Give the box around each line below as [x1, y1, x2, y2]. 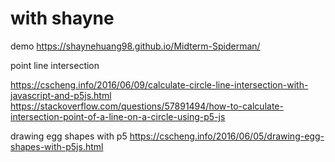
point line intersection [10, 59, 100, 71]
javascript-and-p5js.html [10, 89, 112, 101]
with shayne [10, 7, 115, 30]
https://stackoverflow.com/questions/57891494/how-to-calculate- [10, 100, 284, 112]
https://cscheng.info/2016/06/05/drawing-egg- [129, 130, 325, 142]
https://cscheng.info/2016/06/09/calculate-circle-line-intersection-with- [10, 78, 309, 91]
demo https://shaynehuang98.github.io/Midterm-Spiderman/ [10, 40, 261, 52]
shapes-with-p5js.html [10, 140, 104, 152]
